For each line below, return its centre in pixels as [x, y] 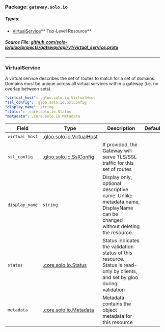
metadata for [117, 316]
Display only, [117, 177]
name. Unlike [117, 195]
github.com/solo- [49, 42]
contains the [117, 303]
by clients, [125, 271]
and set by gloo [120, 277]
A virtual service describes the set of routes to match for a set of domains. [80, 78]
